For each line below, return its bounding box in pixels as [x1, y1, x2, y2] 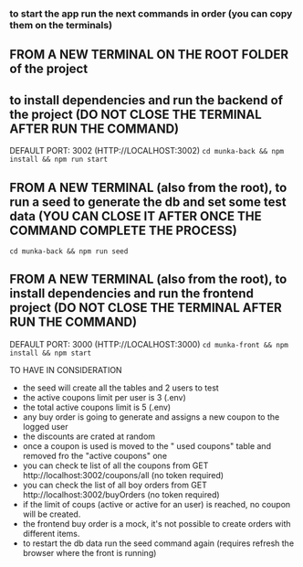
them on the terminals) [9, 18, 112, 31]
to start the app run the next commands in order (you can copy [9, 7, 293, 20]
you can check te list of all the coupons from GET [22, 460, 209, 471]
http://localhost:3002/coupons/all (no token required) [22, 469, 225, 480]
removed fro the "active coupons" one [22, 450, 167, 461]
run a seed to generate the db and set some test [9, 194, 287, 209]
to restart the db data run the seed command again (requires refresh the [22, 538, 295, 549]
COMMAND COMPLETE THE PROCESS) [9, 222, 237, 238]
